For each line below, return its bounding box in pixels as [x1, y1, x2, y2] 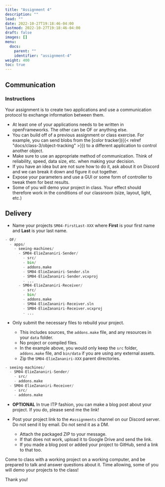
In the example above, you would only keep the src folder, [19, 345, 138, 351]
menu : [5, 40, 16, 44]
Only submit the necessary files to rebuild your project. [12, 320, 124, 325]
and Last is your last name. [12, 228, 68, 234]
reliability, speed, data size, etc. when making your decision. [12, 158, 135, 164]
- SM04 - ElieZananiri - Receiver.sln [23, 301, 94, 306]
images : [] [5, 35, 28, 40]
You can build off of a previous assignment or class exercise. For [12, 132, 144, 138]
